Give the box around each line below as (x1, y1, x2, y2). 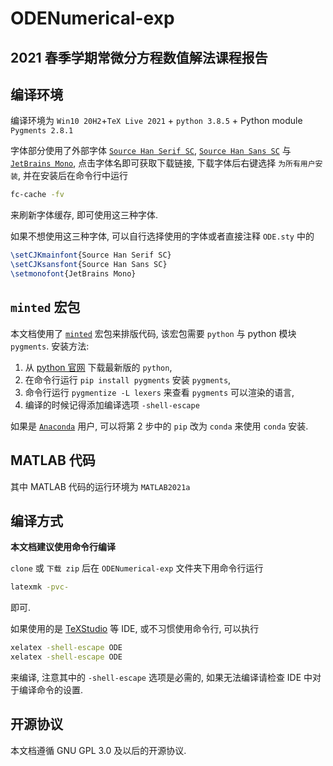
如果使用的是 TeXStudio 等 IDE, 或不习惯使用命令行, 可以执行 (10, 623, 260, 635)
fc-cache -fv (10, 190, 65, 200)
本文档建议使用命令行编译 (10, 541, 116, 553)
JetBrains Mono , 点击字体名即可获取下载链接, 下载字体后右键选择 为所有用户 (10, 157, 316, 169)
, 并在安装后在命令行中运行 (17, 170, 128, 182)
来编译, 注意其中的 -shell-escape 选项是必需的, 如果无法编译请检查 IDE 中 (10, 671, 313, 683)
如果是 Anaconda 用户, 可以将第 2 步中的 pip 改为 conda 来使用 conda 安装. (10, 420, 309, 432)
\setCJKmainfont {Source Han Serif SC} (10, 250, 172, 261)
